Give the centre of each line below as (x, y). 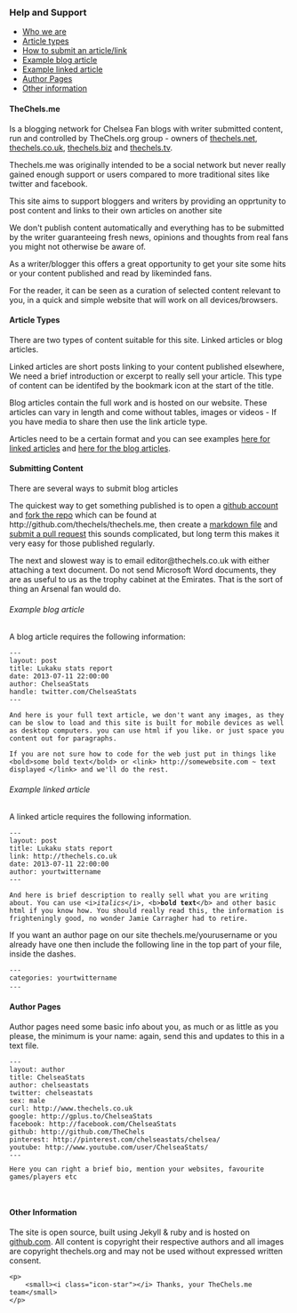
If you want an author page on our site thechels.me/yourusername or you (143, 935)
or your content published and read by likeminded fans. (111, 273)
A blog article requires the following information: (98, 636)
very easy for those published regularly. (82, 543)
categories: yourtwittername (63, 978)
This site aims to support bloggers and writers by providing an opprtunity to (148, 201)
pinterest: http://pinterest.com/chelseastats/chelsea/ (115, 1140)
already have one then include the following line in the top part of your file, (145, 945)
